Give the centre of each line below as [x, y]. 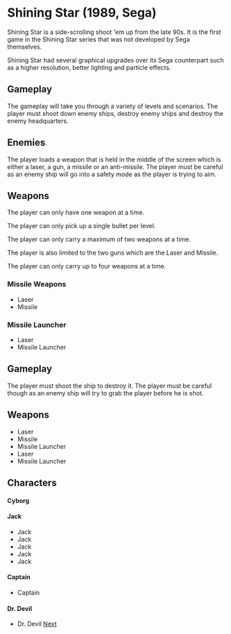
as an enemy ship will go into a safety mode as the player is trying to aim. [112, 174]
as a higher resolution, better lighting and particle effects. [89, 67]
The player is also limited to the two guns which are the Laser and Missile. [113, 253]
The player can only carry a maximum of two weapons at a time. [99, 239]
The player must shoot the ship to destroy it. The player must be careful [110, 386]
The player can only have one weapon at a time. [76, 212]
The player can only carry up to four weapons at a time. [87, 266]
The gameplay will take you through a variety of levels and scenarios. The [113, 106]
